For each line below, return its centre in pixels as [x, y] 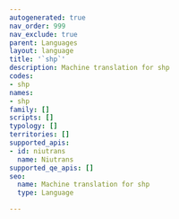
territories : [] [39, 135]
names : [21, 92]
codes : [21, 76]
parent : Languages [43, 43]
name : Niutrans [46, 159]
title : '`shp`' [38, 59]
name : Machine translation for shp [84, 185]
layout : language [42, 51]
